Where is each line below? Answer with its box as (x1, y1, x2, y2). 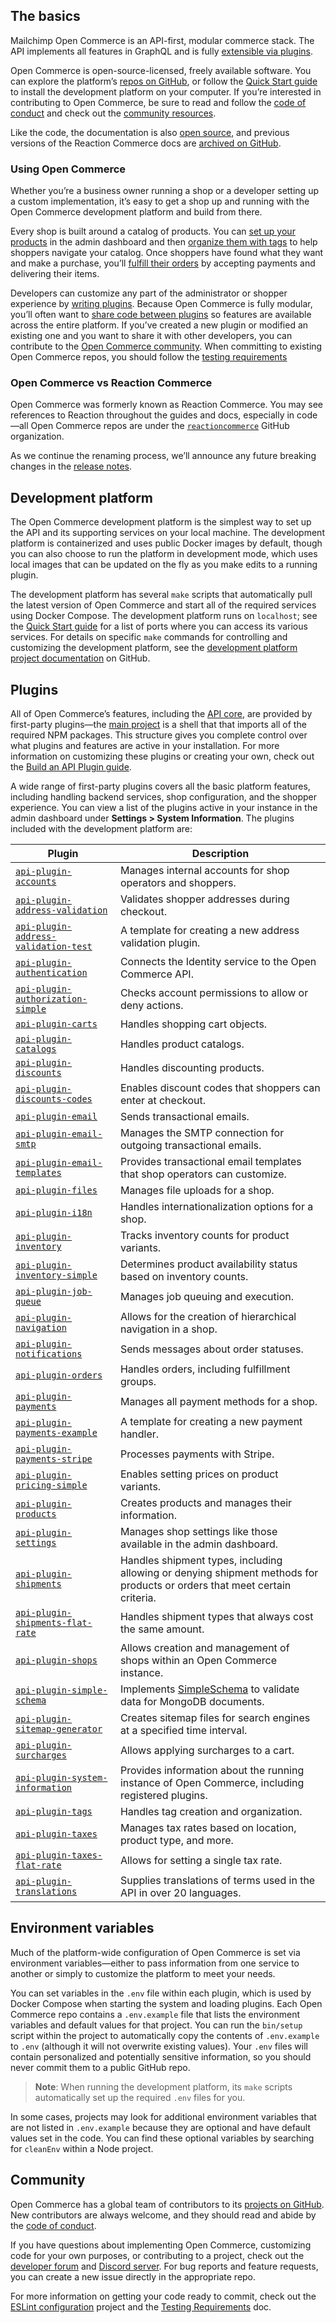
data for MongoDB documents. (119, 1695, 265, 1709)
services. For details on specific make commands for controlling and (10, 631, 288, 643)
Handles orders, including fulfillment (119, 1362, 291, 1376)
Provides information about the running (119, 1764, 305, 1778)
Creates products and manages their (119, 1496, 293, 1510)
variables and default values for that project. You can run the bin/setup (10, 2019, 303, 2031)
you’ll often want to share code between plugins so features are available (10, 309, 312, 321)
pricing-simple (15, 1480, 88, 1491)
